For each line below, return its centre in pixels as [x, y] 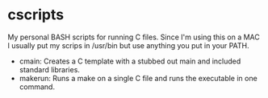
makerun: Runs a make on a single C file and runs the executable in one [138, 78]
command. [37, 87]
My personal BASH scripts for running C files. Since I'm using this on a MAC [134, 37]
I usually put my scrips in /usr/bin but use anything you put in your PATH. [128, 45]
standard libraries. [49, 69]
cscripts [36, 15]
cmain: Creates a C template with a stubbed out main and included [130, 61]
